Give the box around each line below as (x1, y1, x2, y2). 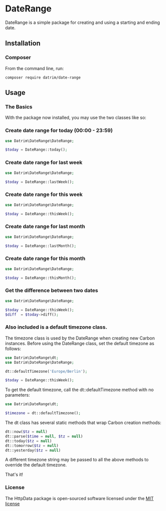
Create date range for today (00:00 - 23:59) (5, 127, 113, 134)
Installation (5, 39, 41, 48)
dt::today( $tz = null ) (5, 438, 52, 443)
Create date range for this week (5, 191, 83, 198)
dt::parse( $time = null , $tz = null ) (5, 433, 83, 439)
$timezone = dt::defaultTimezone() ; (5, 411, 81, 416)
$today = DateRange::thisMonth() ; (5, 275, 77, 280)
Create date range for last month (5, 223, 85, 230)
